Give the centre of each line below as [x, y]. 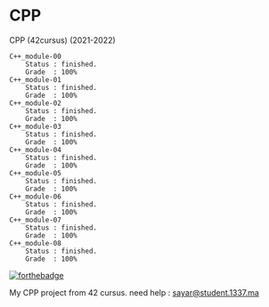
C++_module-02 [36, 103]
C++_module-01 [36, 80]
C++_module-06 [36, 197]
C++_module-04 [36, 149]
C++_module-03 [36, 126]
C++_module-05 [36, 173]
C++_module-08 [36, 243]
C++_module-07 [36, 220]
